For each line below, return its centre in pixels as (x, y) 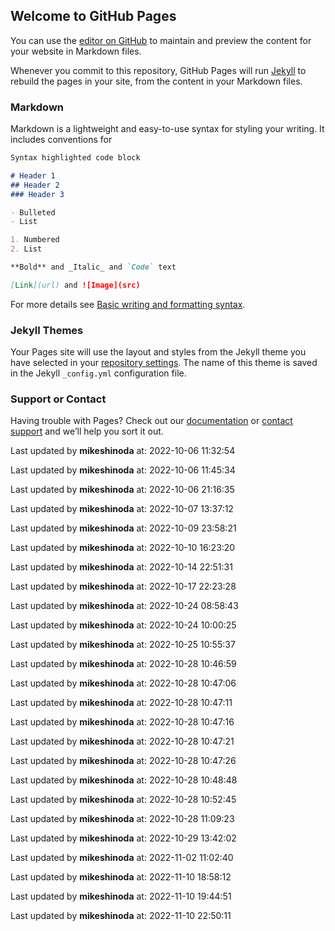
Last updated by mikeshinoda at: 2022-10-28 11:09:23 (122, 819)
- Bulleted (33, 212)
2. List (26, 249)
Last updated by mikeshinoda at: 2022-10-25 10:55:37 (123, 645)
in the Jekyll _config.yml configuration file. (98, 373)
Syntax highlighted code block (75, 158)
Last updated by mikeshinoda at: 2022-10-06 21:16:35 (122, 490)
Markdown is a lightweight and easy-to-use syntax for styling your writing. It (167, 129)
